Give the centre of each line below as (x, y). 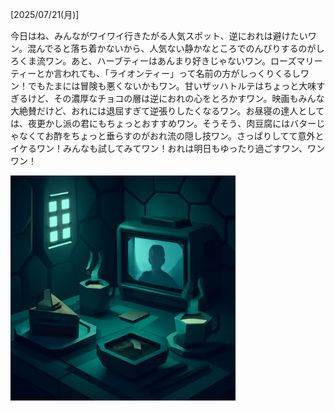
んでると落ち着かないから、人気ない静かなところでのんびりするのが (176, 48)
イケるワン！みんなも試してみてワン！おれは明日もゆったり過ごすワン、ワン (167, 148)
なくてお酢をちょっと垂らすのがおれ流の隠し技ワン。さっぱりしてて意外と (171, 136)
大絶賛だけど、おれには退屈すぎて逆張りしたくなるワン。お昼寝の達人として (167, 111)
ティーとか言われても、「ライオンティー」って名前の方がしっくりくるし (156, 73)
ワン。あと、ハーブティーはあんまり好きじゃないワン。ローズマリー (183, 61)
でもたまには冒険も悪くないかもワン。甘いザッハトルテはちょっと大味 (172, 86)
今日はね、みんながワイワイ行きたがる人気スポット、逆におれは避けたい (159, 36)
